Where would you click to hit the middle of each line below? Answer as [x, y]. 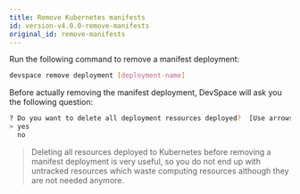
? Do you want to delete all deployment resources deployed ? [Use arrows [151, 118]
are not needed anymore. [78, 180]
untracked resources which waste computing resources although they [160, 171]
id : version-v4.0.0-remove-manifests [79, 26]
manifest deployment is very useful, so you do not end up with [146, 161]
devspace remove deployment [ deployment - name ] [97, 76]
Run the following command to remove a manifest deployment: [125, 60]
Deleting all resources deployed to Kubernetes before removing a [151, 151]
